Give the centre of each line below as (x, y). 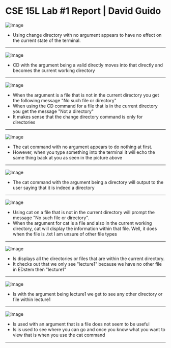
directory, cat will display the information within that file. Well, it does (85, 228)
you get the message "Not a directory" (53, 111)
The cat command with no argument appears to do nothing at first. (82, 147)
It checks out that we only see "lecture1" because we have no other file (87, 264)
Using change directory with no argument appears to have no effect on (87, 35)
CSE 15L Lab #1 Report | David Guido (83, 11)
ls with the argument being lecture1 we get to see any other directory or (88, 294)
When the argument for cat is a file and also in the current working (82, 223)
